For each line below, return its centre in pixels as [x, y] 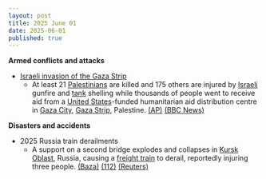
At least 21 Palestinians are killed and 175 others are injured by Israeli [145, 85]
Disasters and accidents [50, 125]
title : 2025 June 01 [43, 23]
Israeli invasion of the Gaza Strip [73, 76]
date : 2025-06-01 [37, 30]
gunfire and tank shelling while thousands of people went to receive [143, 93]
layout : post [30, 16]
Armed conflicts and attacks [57, 61]
